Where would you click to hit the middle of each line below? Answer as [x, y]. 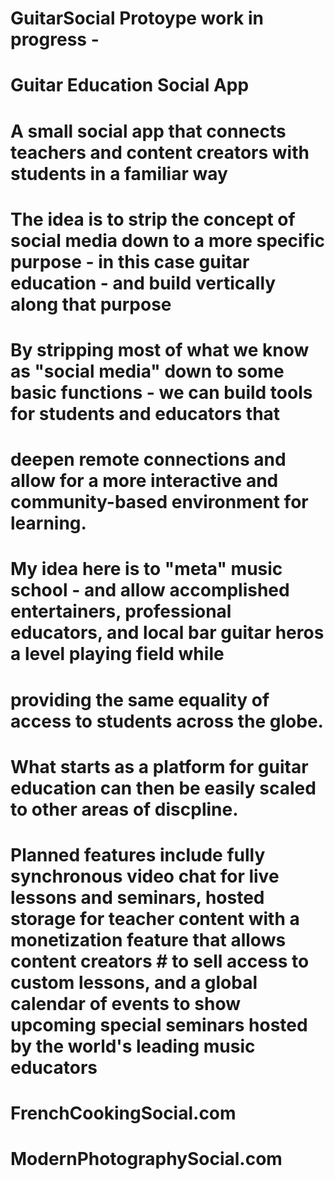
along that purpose [91, 304]
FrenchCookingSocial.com [123, 1113]
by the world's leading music [133, 1046]
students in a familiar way [119, 173]
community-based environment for [159, 502]
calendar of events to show [126, 1003]
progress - [55, 39]
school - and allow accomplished [150, 590]
